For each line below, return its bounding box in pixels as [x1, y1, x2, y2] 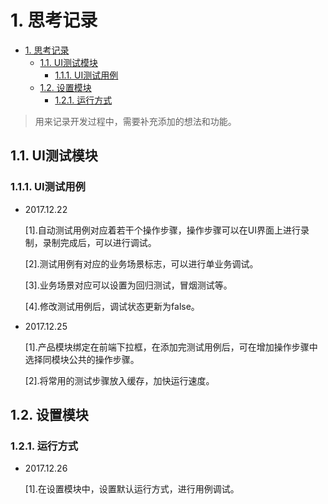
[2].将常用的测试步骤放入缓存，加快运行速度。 [24, 374, 215, 386]
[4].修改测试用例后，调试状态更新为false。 [24, 300, 200, 312]
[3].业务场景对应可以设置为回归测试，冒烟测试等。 [24, 279, 233, 291]
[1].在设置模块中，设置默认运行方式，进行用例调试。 [24, 483, 240, 495]
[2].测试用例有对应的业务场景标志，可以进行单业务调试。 [24, 257, 259, 270]
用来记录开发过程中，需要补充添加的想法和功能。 [34, 115, 237, 127]
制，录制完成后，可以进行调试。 [24, 236, 157, 248]
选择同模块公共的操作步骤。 [24, 353, 140, 365]
